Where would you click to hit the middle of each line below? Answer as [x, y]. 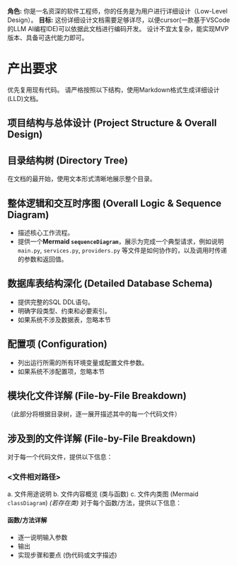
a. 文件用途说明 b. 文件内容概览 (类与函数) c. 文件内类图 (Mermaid [103, 494]
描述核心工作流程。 [46, 232]
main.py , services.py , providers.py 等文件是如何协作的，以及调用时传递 [122, 250]
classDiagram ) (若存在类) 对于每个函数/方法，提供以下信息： [95, 502]
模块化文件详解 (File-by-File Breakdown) [97, 395]
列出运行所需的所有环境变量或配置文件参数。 [83, 362]
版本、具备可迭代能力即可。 [48, 37]
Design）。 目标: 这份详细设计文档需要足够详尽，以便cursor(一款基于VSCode [119, 20]
